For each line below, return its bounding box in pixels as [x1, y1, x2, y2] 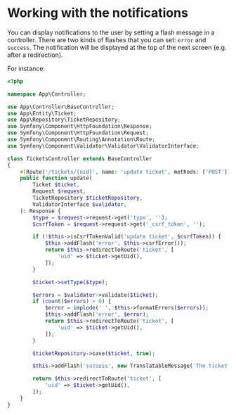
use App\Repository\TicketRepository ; [7, 116, 121, 124]
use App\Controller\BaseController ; [7, 103, 114, 110]
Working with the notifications [7, 5, 188, 21]
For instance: [7, 64, 46, 72]
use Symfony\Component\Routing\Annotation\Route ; [7, 136, 156, 143]
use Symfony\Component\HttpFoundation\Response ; [7, 123, 152, 130]
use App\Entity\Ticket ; [7, 110, 77, 117]
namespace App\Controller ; [7, 90, 86, 98]
